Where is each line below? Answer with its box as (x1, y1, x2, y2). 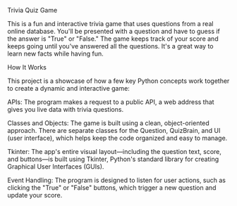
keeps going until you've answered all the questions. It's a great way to (7, 42, 214, 50)
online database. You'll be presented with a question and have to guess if (7, 27, 221, 35)
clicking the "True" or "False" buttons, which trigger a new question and (7, 184, 217, 192)
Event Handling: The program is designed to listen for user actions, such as (7, 176, 226, 184)
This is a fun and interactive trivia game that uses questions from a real (7, 20, 214, 27)
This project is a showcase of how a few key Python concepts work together (7, 77, 230, 85)
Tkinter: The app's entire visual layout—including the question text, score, (7, 148, 222, 155)
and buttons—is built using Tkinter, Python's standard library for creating (7, 155, 219, 163)
